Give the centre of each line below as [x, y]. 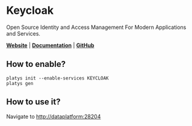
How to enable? [36, 64]
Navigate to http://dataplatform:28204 [54, 116]
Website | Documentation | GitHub [50, 45]
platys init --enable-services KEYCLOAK [58, 78]
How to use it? [33, 102]
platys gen [20, 83]
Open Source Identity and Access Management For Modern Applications [96, 27]
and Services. [23, 33]
